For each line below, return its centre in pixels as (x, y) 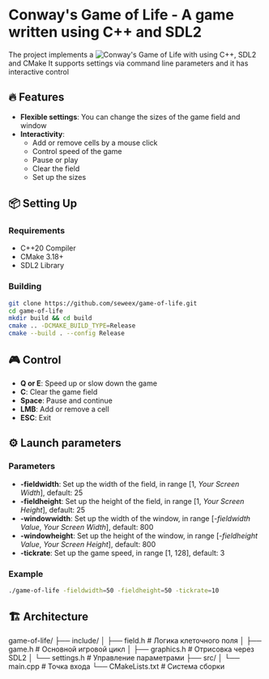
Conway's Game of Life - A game (122, 15)
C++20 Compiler (48, 248)
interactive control (39, 71)
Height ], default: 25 (53, 510)
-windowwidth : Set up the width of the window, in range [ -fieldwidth (135, 518)
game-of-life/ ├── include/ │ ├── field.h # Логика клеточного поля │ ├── (135, 640)
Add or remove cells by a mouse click (95, 143)
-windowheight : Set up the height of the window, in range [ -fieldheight (139, 536)
